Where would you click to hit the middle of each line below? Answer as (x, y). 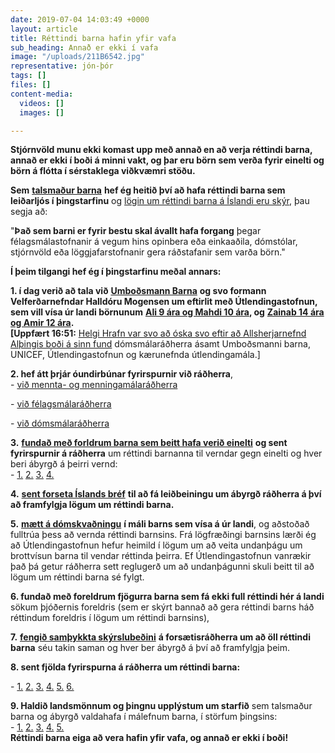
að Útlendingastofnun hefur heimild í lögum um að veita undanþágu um (156, 545)
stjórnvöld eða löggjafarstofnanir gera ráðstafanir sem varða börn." (148, 252)
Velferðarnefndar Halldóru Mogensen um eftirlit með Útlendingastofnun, (164, 302)
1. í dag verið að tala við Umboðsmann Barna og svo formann (138, 291)
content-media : (42, 94)
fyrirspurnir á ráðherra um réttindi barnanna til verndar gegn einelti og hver (166, 453)
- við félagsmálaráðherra (61, 404)
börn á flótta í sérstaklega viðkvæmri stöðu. (103, 171)
